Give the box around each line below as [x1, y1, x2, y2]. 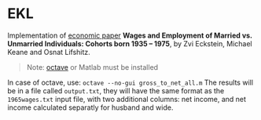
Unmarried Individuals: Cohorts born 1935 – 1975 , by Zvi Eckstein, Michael [7, 38, 252, 48]
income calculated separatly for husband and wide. [7, 103, 174, 112]
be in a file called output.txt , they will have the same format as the [7, 85, 225, 95]
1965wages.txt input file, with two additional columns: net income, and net [7, 94, 247, 104]
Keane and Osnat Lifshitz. [7, 47, 91, 56]
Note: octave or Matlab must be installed [26, 62, 159, 71]
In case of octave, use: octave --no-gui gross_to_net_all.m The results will [7, 78, 253, 87]
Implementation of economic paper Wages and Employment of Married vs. [7, 31, 252, 40]
